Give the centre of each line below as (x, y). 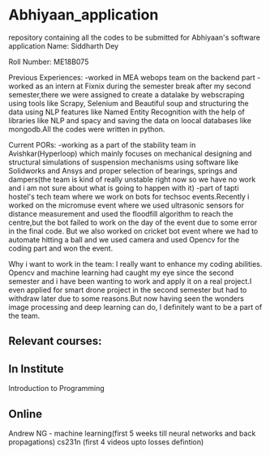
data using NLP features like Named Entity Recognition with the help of (127, 112)
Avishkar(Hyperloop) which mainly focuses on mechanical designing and (130, 153)
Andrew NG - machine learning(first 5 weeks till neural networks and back (132, 433)
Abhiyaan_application (84, 15)
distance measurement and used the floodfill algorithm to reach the (121, 213)
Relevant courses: (56, 341)
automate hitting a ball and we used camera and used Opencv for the (124, 239)
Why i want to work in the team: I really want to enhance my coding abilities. (135, 264)
